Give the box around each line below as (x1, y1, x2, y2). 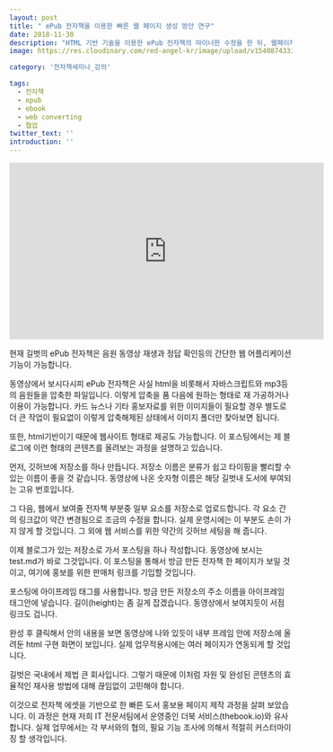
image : (9, 47, 34, 56)
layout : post (9, 13, 58, 22)
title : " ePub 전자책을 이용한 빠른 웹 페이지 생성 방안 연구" (9, 22, 215, 31)
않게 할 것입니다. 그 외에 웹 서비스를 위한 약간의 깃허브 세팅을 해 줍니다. (18, 526, 267, 535)
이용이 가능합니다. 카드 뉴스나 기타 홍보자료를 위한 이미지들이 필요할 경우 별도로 (9, 401, 287, 411)
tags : (9, 79, 30, 88)
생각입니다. (28, 733, 67, 744)
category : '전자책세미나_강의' (9, 63, 111, 72)
